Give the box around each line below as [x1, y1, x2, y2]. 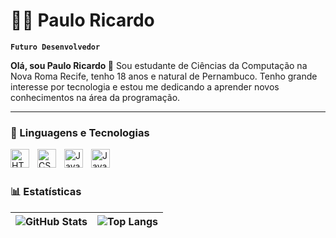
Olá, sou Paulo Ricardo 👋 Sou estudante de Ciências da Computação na [10, 59, 308, 71]
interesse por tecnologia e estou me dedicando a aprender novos [10, 80, 280, 93]
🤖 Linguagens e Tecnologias [10, 125, 150, 139]
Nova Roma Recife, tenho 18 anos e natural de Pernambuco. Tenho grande [10, 70, 318, 82]
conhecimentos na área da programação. [10, 91, 181, 103]
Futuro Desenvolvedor [10, 42, 101, 52]
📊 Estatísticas [10, 185, 82, 199]
